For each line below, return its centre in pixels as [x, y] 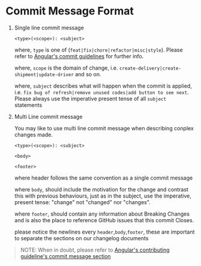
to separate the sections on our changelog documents [81, 238]
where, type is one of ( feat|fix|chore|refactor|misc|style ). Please [99, 50]
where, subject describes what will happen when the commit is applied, [103, 86]
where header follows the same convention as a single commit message [103, 178]
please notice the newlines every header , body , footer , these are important [104, 232]
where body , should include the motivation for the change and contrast [101, 189]
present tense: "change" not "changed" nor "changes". [82, 202]
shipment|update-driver [44, 74]
